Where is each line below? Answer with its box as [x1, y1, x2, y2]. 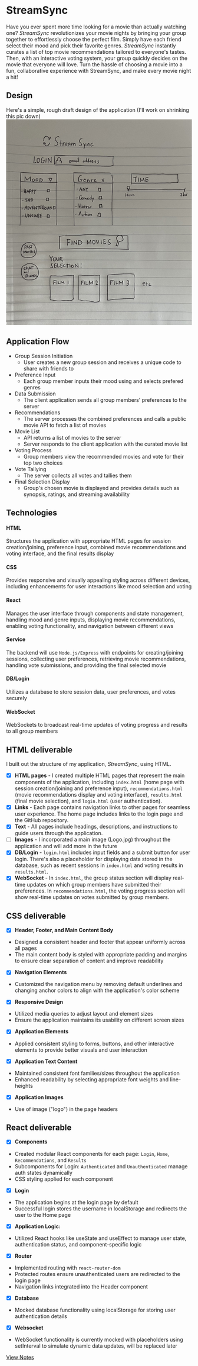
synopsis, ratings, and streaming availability [23, 491, 130, 498]
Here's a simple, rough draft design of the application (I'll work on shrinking [6, 106, 190, 113]
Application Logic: [14, 1223, 61, 1230]
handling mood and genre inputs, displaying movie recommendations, [6, 616, 176, 623]
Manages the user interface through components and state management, [6, 610, 184, 617]
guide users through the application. [14, 830, 103, 837]
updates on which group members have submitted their [27, 881, 162, 888]
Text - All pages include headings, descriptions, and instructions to [14, 823, 178, 830]
